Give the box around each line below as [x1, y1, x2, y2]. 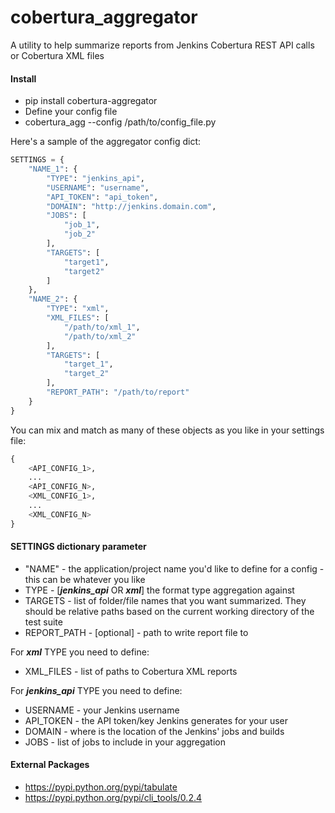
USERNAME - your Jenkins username [24, 704, 180, 716]
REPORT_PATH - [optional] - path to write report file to [24, 626, 249, 638]
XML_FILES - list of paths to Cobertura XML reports [24, 665, 238, 677]
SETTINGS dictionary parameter [10, 541, 147, 553]
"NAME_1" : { [28, 164, 78, 175]
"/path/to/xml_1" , [63, 322, 141, 332]
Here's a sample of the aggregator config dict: [10, 136, 201, 148]
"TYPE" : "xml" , [46, 304, 110, 314]
